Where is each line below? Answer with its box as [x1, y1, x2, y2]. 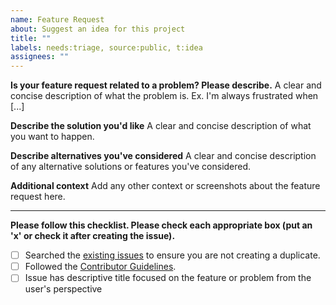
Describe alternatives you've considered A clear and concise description [10, 150, 317, 162]
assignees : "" [10, 52, 70, 62]
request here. [10, 191, 66, 203]
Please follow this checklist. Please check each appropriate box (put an [10, 219, 313, 231]
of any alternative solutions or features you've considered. [10, 161, 252, 173]
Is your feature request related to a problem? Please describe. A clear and [10, 79, 322, 91]
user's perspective [24, 283, 103, 295]
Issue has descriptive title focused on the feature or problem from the [24, 272, 312, 284]
